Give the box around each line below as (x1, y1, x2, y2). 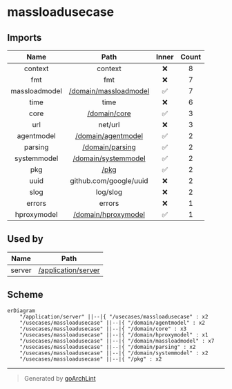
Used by (7, 233, 43, 245)
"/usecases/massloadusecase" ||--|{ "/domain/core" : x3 (19, 325, 187, 332)
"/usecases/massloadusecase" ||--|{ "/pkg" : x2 (19, 355, 162, 363)
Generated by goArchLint (23, 374, 96, 382)
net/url (98, 120, 120, 129)
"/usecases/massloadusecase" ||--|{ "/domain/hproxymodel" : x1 (19, 331, 209, 339)
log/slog (95, 187, 123, 197)
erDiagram (7, 307, 36, 314)
